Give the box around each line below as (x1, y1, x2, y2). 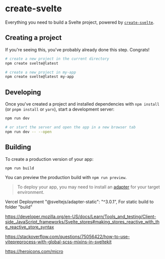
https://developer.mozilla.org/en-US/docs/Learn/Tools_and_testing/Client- (5, 214, 157, 220)
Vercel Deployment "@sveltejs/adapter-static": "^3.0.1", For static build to (5, 199, 154, 205)
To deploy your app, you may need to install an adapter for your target (17, 184, 160, 190)
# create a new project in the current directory (5, 56, 110, 61)
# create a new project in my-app (5, 70, 77, 74)
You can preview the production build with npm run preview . (5, 175, 127, 181)
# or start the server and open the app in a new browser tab (5, 124, 136, 130)
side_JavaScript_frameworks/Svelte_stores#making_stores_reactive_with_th (5, 219, 160, 225)
